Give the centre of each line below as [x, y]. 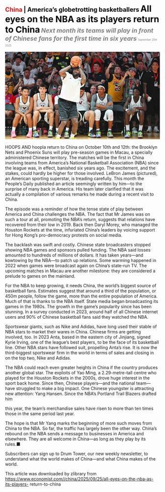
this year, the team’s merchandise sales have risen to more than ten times [79, 408]
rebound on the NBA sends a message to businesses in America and [74, 433]
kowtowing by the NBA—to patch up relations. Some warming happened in [81, 260]
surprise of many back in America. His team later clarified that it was [74, 189]
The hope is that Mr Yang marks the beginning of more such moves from [79, 423]
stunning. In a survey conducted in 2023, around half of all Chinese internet [82, 312]
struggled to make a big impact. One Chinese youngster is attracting [85, 388]
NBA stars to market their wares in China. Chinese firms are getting [73, 331]
